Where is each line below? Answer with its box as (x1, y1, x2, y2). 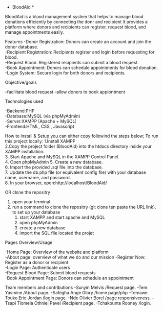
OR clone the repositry (5, 190, 50, 195)
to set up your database (12, 209, 60, 215)
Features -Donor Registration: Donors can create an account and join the (5, 39, 151, 45)
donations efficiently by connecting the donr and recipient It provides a (5, 19, 148, 24)
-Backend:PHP (5, 108, 35, 114)
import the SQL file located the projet (19, 230, 94, 236)
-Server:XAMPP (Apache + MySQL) (5, 119, 77, 124)
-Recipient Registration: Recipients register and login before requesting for (5, 49, 155, 55)
